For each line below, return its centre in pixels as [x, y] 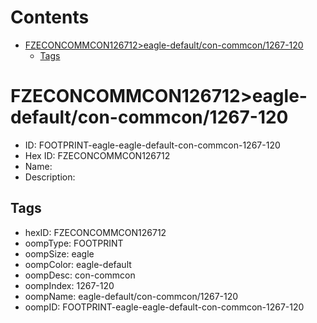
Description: [50, 177]
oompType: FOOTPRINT [74, 243]
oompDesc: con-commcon [80, 275]
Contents [50, 17]
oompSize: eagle [59, 253]
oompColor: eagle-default [78, 264]
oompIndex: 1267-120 [69, 285]
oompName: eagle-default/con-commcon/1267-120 [131, 296]
